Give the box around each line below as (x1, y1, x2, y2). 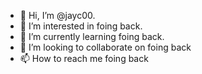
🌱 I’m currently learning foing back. (19, 31, 165, 42)
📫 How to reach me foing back (19, 53, 149, 64)
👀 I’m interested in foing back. (19, 20, 143, 32)
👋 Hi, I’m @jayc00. (19, 10, 96, 21)
